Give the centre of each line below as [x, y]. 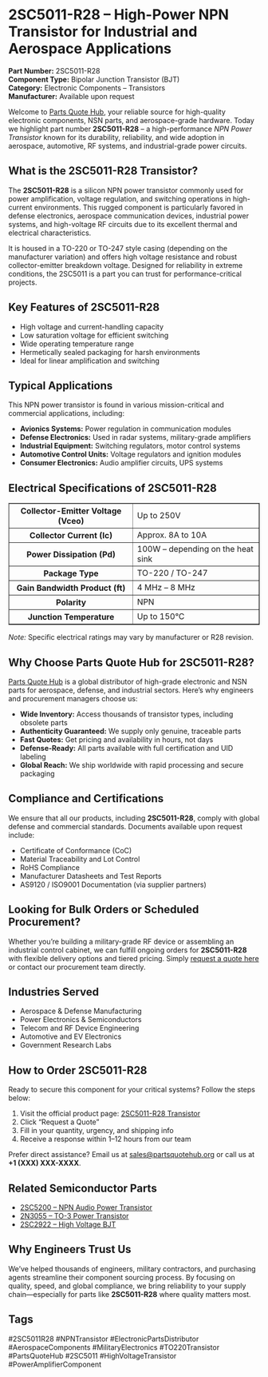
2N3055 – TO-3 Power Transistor [74, 1216]
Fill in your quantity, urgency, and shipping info [97, 1131]
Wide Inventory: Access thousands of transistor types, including [126, 714]
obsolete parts [43, 722]
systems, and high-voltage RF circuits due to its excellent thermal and [123, 224]
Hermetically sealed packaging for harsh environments [110, 352]
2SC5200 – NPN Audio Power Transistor [86, 1207]
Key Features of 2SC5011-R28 [84, 307]
